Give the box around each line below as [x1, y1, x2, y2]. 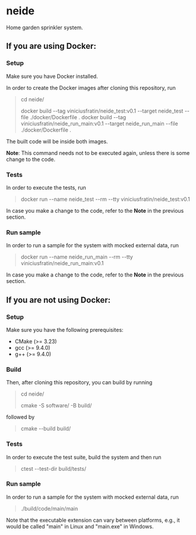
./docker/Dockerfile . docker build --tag [29, 113, 127, 120]
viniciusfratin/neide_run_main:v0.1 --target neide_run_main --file [20, 120, 178, 127]
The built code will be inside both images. [6, 138, 108, 145]
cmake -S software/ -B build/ [20, 402, 92, 409]
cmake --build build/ [20, 425, 71, 433]
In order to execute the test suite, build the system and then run [6, 453, 162, 461]
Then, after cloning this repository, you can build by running [6, 379, 153, 386]
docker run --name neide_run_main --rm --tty [20, 253, 134, 260]
